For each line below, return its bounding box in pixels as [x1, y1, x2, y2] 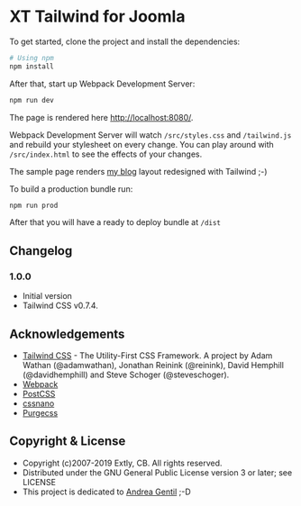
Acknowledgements [9, 326, 125, 341]
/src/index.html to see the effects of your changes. [9, 149, 203, 159]
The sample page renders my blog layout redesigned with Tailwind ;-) [9, 166, 268, 176]
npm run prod [9, 201, 59, 210]
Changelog [9, 243, 73, 258]
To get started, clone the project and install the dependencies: [9, 36, 241, 47]
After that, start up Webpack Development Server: [9, 78, 196, 89]
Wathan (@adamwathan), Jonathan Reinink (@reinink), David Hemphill [22, 359, 284, 370]
